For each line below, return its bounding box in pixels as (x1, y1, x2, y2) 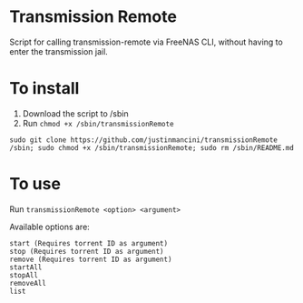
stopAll (9, 270, 39, 279)
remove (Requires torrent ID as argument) (9, 255, 172, 264)
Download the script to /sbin (22, 107, 129, 119)
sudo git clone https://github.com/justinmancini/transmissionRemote (9, 135, 279, 145)
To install (9, 78, 80, 99)
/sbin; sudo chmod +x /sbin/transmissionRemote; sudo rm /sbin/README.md (9, 143, 295, 152)
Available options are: (9, 221, 91, 232)
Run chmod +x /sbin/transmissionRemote (22, 117, 174, 128)
